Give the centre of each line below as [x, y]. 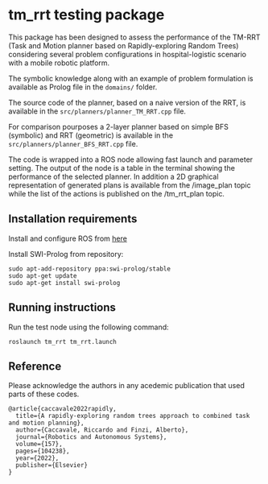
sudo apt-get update [43, 275]
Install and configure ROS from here [68, 238]
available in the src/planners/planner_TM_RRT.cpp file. [97, 111]
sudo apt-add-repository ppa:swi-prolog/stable [90, 269]
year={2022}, [37, 458]
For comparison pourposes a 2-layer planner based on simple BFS [119, 126]
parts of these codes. [44, 394]
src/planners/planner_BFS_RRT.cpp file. [73, 143]
